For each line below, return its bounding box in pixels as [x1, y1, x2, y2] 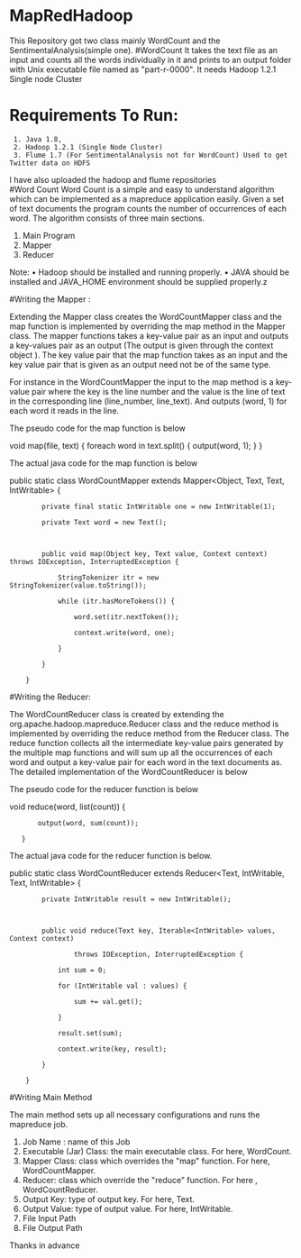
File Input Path [22, 1213, 77, 1224]
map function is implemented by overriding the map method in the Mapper [9, 321, 286, 332]
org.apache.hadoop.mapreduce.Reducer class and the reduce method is [9, 718, 279, 729]
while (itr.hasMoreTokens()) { [57, 597, 176, 606]
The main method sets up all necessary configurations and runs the [9, 1109, 260, 1120]
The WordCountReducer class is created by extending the [9, 708, 224, 719]
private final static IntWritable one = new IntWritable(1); [41, 502, 277, 511]
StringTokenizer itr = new [57, 573, 160, 582]
